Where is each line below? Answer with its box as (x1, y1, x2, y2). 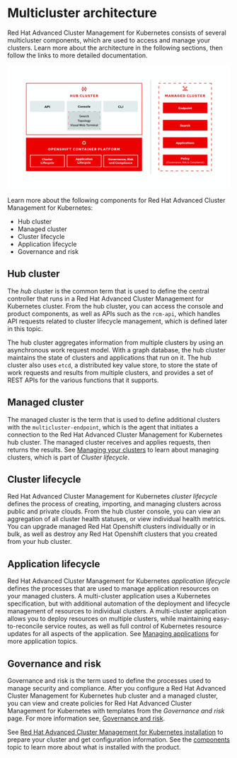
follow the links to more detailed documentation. (7, 51, 148, 60)
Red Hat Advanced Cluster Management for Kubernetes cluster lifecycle (7, 492, 218, 501)
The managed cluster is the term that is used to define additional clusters (7, 415, 221, 423)
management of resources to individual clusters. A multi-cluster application (7, 607, 226, 615)
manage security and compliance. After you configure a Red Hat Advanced (7, 684, 226, 693)
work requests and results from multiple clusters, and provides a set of (7, 368, 214, 377)
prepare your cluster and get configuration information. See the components (7, 735, 230, 744)
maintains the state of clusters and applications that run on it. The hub (7, 353, 212, 362)
